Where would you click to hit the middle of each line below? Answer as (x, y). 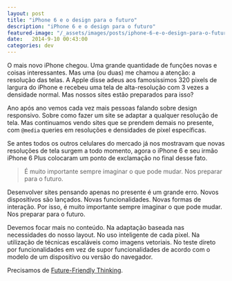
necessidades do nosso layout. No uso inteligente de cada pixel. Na (104, 235)
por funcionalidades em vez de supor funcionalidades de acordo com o (109, 250)
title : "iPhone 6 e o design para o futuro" (72, 20)
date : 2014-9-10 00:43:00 (48, 39)
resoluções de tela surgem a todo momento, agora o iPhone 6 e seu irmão (113, 151)
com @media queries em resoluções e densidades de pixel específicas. (107, 130)
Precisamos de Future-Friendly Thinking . (65, 270)
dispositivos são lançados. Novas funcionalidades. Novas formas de (104, 200)
